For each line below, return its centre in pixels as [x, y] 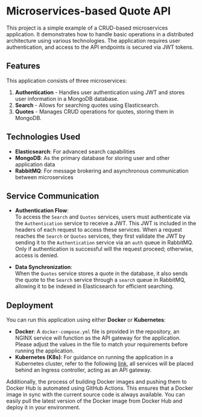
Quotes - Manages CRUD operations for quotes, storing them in [94, 111]
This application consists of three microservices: [67, 80]
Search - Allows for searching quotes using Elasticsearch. [87, 105]
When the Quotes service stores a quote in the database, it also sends [101, 273]
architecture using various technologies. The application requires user [93, 40]
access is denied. [37, 255]
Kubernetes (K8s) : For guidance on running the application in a [94, 357]
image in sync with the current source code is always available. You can [96, 395]
